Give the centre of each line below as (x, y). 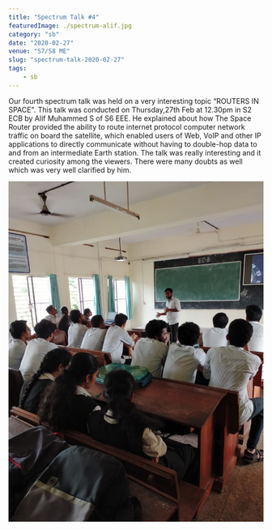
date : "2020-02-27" (41, 43)
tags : (17, 69)
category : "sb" (34, 34)
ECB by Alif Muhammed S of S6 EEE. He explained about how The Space (130, 118)
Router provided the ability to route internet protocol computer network (127, 126)
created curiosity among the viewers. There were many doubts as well (125, 161)
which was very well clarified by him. (70, 169)
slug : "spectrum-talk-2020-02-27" (67, 60)
